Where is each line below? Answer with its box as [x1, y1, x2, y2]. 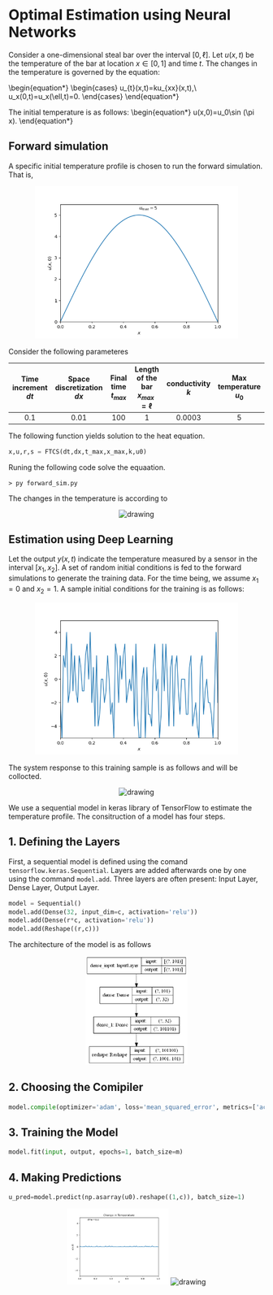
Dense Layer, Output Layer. [8, 882, 100, 892]
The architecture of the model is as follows [8, 940, 152, 950]
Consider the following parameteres [8, 346, 128, 356]
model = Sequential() [8, 899, 82, 907]
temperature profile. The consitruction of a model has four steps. [8, 811, 226, 821]
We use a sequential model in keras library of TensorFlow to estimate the [8, 802, 253, 812]
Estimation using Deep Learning [8, 532, 174, 546]
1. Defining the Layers [8, 835, 120, 849]
